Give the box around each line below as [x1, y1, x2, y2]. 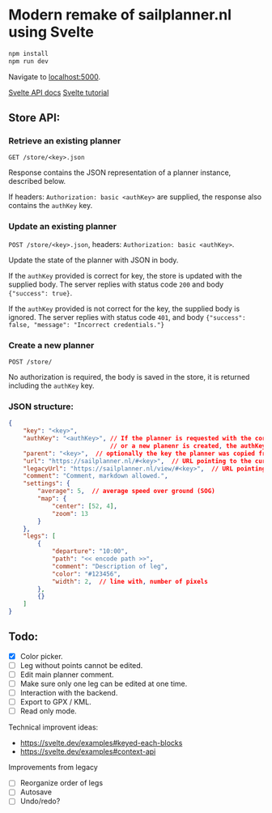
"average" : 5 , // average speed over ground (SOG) [37, 487, 216, 496]
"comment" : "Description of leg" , [51, 562, 168, 570]
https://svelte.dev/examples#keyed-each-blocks [19, 739, 183, 748]
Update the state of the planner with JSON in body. [8, 255, 179, 265]
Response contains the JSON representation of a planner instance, [8, 168, 232, 177]
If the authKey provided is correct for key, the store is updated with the [8, 270, 243, 280]
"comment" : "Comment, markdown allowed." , [23, 472, 168, 480]
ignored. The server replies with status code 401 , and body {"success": [8, 312, 246, 321]
